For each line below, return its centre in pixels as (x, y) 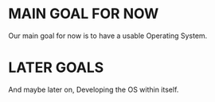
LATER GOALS (56, 68)
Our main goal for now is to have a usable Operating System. (108, 36)
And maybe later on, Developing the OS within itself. (94, 89)
